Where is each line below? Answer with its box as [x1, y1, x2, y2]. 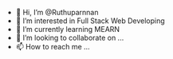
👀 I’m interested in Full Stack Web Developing [15, 16, 165, 26]
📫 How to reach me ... [15, 42, 90, 51]
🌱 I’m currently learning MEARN [15, 25, 120, 33]
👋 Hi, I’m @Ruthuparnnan [15, 8, 99, 17]
